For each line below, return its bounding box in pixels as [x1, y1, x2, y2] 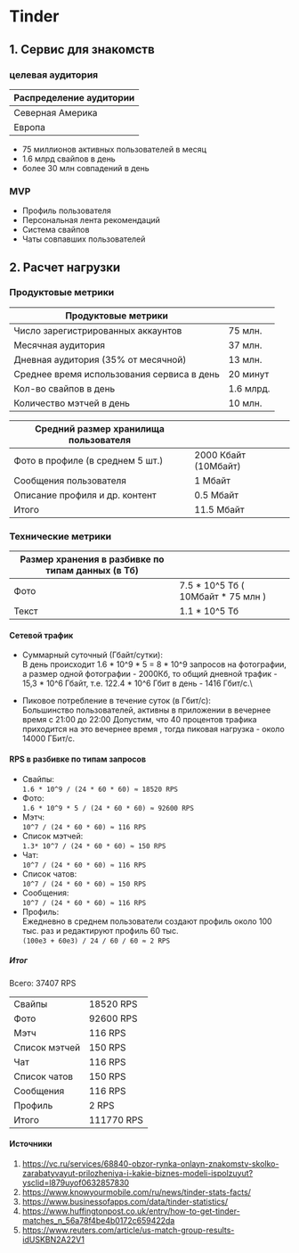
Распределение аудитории [13, 91, 135, 103]
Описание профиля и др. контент [13, 489, 158, 501]
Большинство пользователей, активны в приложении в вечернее [21, 705, 271, 715]
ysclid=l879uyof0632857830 [21, 1177, 130, 1188]
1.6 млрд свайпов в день [21, 153, 116, 164]
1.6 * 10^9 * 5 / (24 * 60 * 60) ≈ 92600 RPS [21, 804, 194, 812]
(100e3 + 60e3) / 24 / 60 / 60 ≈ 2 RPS [21, 936, 171, 945]
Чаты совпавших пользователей [21, 234, 146, 244]
